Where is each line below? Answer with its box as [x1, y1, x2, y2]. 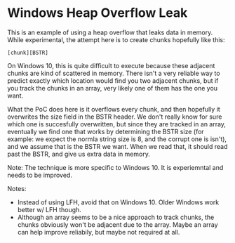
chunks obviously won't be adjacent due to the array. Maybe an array [17, 220, 219, 229]
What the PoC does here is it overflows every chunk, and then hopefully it [7, 105, 221, 113]
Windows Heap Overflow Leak [7, 5, 188, 21]
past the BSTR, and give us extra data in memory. [7, 150, 151, 158]
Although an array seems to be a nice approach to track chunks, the [17, 213, 215, 221]
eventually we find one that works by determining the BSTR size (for [7, 127, 205, 136]
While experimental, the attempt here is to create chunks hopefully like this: [7, 35, 225, 44]
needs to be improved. [7, 171, 72, 179]
